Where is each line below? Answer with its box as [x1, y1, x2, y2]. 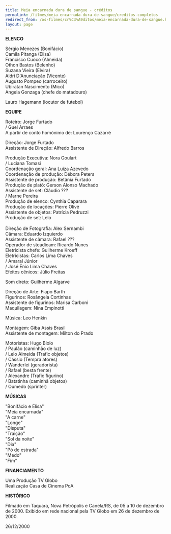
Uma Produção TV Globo [5, 477, 58, 483]
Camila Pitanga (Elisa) [5, 51, 51, 57]
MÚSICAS [5, 393, 26, 400]
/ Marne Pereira [5, 193, 38, 199]
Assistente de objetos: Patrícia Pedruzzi [5, 209, 89, 215]
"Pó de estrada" [5, 447, 39, 453]
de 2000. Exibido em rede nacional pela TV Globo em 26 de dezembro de [5, 508, 160, 514]
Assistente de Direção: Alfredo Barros [5, 145, 85, 151]
